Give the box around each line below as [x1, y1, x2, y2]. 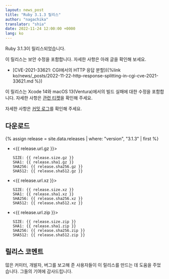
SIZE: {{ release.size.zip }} [12, 219, 77, 224]
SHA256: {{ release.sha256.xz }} [12, 196, 83, 201]
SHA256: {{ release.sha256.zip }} [12, 228, 85, 233]
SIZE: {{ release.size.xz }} [12, 187, 74, 192]
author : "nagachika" [5, 17, 49, 22]
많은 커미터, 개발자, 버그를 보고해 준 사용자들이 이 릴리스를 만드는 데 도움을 [5, 262, 152, 268]
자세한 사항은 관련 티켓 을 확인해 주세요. [16, 95, 93, 101]
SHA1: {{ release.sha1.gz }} [12, 160, 74, 165]
